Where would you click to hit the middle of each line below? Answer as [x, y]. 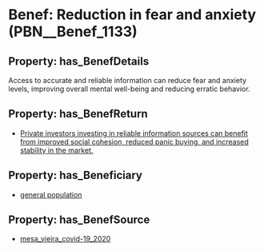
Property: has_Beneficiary [75, 175]
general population [51, 194]
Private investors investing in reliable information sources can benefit [134, 133]
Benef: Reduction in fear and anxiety [132, 15]
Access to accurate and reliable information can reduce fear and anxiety [127, 80]
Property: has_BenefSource [79, 220]
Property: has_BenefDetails [79, 61]
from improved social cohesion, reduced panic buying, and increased [134, 141]
